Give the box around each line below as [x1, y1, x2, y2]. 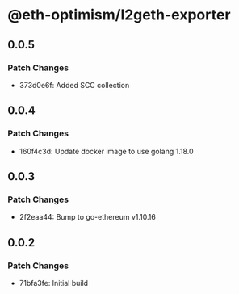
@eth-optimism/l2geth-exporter [7, 6, 231, 24]
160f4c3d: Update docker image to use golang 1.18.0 [19, 146, 195, 156]
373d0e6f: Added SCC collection [19, 80, 130, 90]
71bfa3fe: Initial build [19, 278, 89, 288]
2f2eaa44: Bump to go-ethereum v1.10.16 [19, 212, 157, 222]
